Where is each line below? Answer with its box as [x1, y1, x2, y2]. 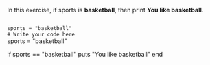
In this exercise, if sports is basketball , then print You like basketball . [7, 6, 204, 14]
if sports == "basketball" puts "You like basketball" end [7, 51, 163, 58]
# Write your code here [7, 31, 75, 38]
